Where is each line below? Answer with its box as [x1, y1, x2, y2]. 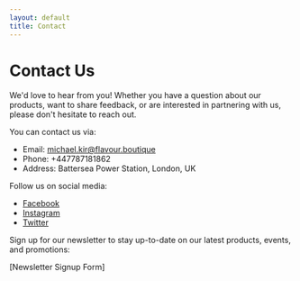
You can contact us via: [9, 127, 96, 138]
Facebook [22, 198, 60, 209]
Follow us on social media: [9, 181, 108, 192]
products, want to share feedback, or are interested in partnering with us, [9, 100, 282, 111]
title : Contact [9, 22, 67, 31]
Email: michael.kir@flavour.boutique [22, 144, 156, 155]
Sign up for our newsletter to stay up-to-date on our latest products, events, [9, 235, 291, 246]
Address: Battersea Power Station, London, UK [22, 163, 196, 174]
